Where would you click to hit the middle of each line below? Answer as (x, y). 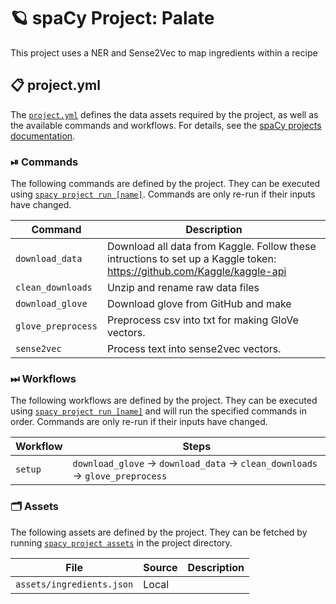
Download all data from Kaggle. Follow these (211, 247)
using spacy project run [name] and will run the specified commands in (158, 411)
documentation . (43, 136)
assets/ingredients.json (74, 584)
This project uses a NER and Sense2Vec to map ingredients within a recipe (164, 52)
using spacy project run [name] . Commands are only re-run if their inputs (163, 194)
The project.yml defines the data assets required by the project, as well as (164, 114)
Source (160, 567)
